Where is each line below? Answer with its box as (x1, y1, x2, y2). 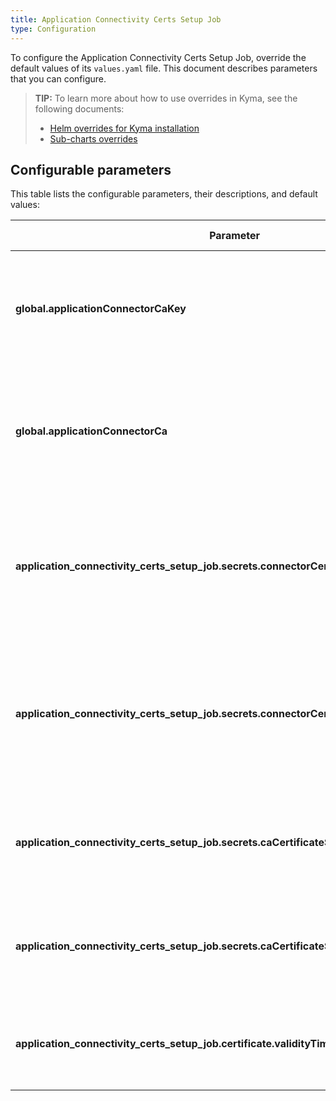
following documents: (34, 102, 125, 115)
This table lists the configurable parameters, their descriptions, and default (10, 188, 318, 200)
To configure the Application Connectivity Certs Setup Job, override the (10, 51, 307, 63)
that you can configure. (10, 72, 107, 85)
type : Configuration (10, 24, 97, 34)
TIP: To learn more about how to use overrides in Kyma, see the (34, 92, 298, 104)
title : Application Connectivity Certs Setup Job (10, 14, 222, 25)
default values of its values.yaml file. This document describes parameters (10, 62, 318, 74)
